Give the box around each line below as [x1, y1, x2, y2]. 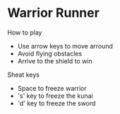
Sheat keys [7, 70, 40, 79]
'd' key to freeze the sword [17, 99, 96, 107]
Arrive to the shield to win [17, 56, 93, 65]
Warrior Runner [7, 5, 100, 21]
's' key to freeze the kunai [17, 91, 93, 100]
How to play [7, 28, 42, 37]
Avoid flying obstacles [17, 49, 83, 58]
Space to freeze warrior [17, 84, 87, 92]
